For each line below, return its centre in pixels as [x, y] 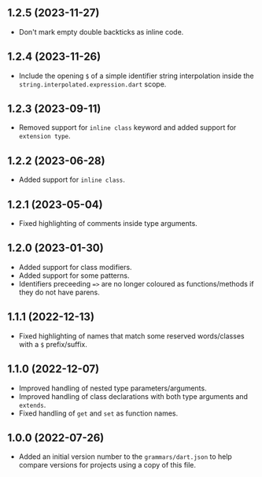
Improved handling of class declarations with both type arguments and [133, 396]
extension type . [45, 136]
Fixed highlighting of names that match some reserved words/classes [131, 336]
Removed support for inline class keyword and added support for [127, 128]
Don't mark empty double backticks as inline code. [101, 31]
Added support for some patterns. [74, 275]
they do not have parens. [59, 292]
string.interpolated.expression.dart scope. [92, 84]
